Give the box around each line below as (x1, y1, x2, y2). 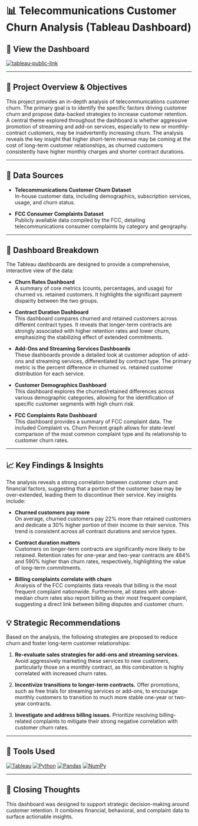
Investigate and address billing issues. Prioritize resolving (14, 712, 158, 719)
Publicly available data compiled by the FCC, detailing (14, 216, 146, 223)
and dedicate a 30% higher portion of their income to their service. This (14, 521, 190, 528)
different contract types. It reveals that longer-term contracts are (14, 321, 172, 328)
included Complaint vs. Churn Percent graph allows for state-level (14, 424, 175, 431)
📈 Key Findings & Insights (6, 460, 104, 470)
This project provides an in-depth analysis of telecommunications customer (6, 98, 190, 105)
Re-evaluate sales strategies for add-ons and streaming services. (14, 651, 180, 658)
